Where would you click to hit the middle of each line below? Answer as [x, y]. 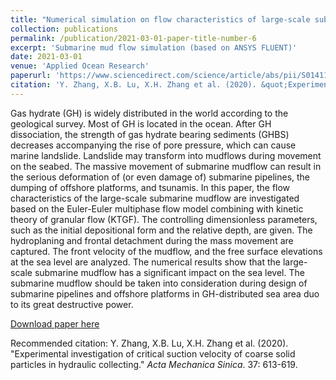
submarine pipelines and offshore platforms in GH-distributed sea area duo [165, 293]
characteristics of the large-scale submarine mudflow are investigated [155, 198]
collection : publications [64, 29]
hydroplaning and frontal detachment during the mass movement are [152, 240]
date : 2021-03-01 [46, 57]
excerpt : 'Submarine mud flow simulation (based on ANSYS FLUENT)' [154, 47]
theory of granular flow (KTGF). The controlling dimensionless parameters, [164, 219]
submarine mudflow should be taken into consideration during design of [159, 283]
